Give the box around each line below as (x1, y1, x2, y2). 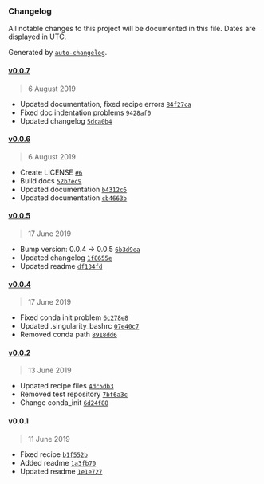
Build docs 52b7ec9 (19, 175, 82, 185)
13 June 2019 (27, 365, 72, 376)
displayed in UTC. (8, 32, 67, 41)
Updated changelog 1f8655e (19, 253, 112, 262)
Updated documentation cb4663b (19, 193, 128, 203)
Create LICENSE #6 (19, 167, 83, 177)
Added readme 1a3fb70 (19, 458, 97, 467)
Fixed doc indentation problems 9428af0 (19, 108, 152, 117)
